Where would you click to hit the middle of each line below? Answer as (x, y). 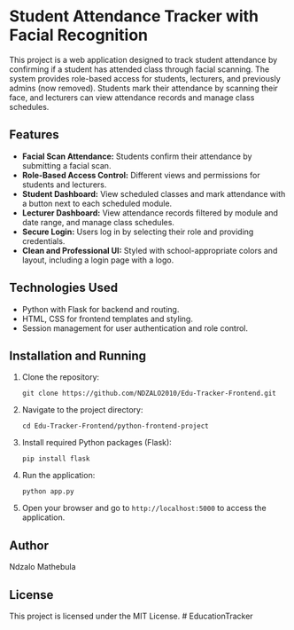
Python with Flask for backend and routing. (101, 309)
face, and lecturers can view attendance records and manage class (132, 97)
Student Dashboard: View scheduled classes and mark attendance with (154, 193)
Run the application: (58, 476)
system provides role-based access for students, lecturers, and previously (145, 78)
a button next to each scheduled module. (97, 203)
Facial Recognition (79, 35)
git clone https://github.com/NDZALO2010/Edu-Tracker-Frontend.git (149, 394)
